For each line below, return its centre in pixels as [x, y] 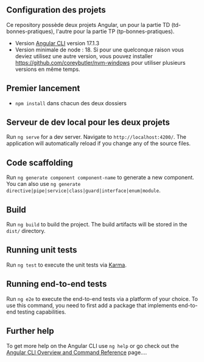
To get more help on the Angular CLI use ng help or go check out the [93, 345]
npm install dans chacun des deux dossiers [71, 103]
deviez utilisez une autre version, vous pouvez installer [84, 56]
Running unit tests [42, 250]
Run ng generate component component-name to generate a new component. [100, 177]
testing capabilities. [42, 312]
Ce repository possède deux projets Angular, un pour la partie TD [88, 24]
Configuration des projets [56, 10]
